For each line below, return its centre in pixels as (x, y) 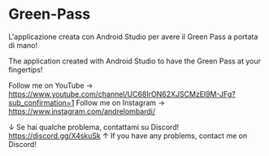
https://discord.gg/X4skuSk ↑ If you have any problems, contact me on (128, 136)
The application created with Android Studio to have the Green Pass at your (135, 61)
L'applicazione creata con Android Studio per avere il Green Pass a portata (133, 37)
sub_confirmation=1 (41, 102)
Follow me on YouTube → (51, 85)
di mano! (23, 45)
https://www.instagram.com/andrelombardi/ (82, 111)
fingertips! (26, 69)
